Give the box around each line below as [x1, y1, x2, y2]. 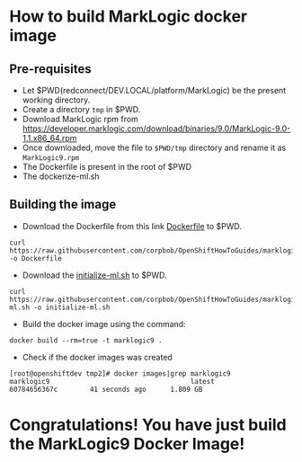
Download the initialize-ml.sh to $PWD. [22, 270, 168, 280]
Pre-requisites [9, 61, 92, 76]
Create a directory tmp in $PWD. [22, 104, 141, 114]
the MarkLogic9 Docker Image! [9, 434, 245, 454]
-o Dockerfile [9, 253, 63, 262]
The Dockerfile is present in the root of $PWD [22, 162, 191, 172]
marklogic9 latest [9, 377, 216, 386]
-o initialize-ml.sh [32, 303, 111, 312]
